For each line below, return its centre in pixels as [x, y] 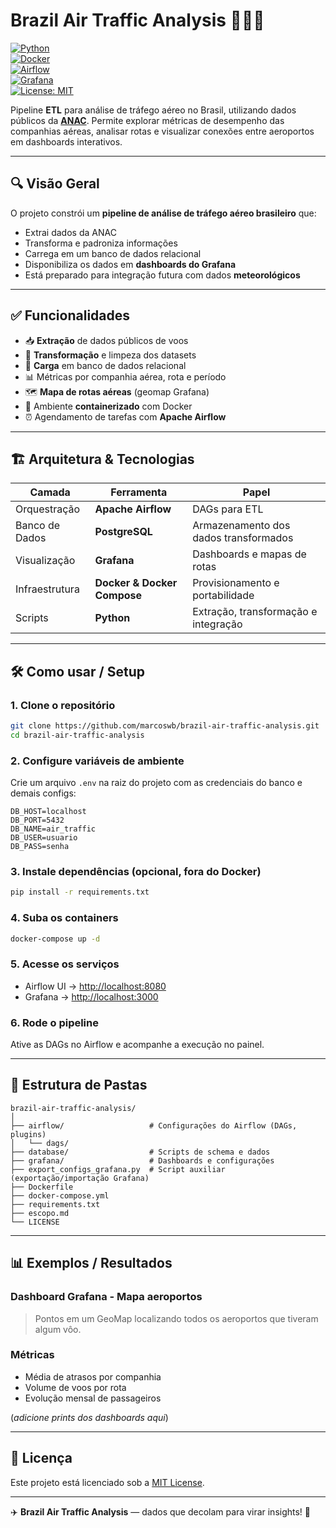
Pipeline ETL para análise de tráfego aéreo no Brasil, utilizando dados [153, 110]
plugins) [28, 1134]
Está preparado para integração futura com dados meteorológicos [162, 275]
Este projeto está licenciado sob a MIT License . [107, 1482]
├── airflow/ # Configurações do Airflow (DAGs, [154, 1125]
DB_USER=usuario [44, 838]
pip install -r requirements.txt [80, 892]
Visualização [45, 561]
